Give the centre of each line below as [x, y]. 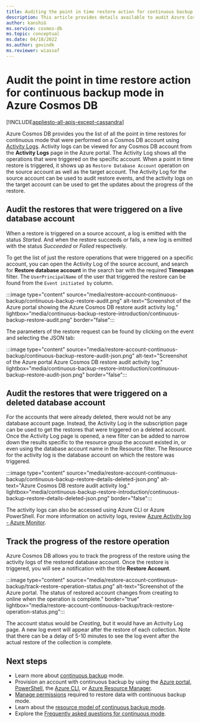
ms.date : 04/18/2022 [32, 39]
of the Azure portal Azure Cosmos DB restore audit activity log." [85, 362]
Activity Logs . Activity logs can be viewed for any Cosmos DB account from [99, 146]
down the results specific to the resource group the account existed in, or [96, 442]
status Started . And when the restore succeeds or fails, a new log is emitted [99, 239]
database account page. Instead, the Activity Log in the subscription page [97, 423]
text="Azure [21, 486]
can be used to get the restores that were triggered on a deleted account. [96, 430]
